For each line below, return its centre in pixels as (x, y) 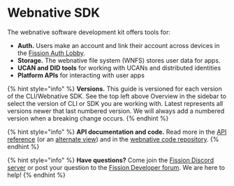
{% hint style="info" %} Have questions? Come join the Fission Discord (111, 160)
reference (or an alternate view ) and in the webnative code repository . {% (113, 139)
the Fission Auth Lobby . (51, 53)
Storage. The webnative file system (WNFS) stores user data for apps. (119, 60)
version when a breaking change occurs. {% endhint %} (88, 118)
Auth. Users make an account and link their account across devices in (118, 45)
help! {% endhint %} (37, 175)
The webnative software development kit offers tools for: (89, 32)
